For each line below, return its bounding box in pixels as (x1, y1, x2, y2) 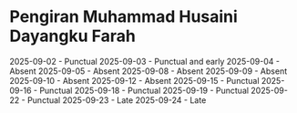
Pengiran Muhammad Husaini (9, 6, 239, 27)
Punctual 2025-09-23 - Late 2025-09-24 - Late (26, 94, 207, 106)
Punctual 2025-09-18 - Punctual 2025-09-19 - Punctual (39, 85, 249, 96)
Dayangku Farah (9, 26, 137, 46)
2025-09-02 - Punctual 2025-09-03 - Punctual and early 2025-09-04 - (9, 56, 281, 67)
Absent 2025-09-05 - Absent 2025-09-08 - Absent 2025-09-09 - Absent (9, 66, 288, 77)
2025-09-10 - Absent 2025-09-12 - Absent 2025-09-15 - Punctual (9, 75, 260, 86)
